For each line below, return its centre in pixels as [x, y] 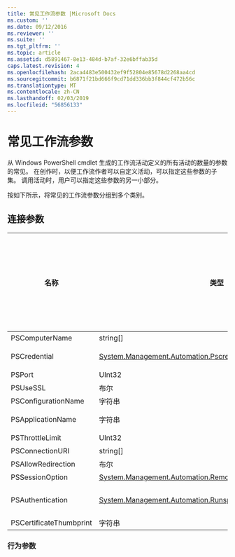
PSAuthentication [40, 500]
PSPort [22, 374]
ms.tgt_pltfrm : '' [34, 46]
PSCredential [32, 356]
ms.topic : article [34, 53]
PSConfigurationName [48, 401]
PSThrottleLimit [36, 437]
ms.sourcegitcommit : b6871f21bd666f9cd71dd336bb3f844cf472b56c [101, 79]
